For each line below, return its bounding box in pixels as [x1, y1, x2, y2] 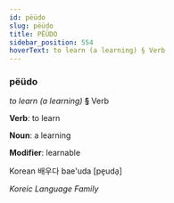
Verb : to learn [9, 113, 61, 124]
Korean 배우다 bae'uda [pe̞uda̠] [9, 166, 122, 176]
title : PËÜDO [9, 29, 58, 38]
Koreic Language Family [9, 183, 99, 194]
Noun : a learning [9, 130, 71, 141]
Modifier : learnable [9, 148, 81, 158]
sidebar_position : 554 [9, 37, 94, 47]
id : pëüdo [9, 12, 46, 22]
